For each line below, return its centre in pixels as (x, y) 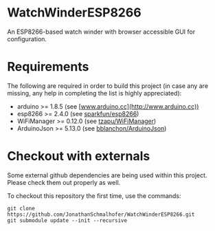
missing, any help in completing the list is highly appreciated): (94, 93)
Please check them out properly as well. (64, 182)
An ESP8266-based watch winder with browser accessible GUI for (101, 32)
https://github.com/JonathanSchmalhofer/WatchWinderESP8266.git (101, 214)
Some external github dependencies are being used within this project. (107, 175)
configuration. (27, 38)
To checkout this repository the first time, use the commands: (94, 196)
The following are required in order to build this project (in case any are (107, 86)
